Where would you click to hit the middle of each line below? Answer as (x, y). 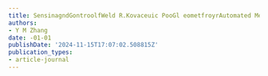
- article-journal (39, 60)
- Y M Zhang (28, 30)
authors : (23, 23)
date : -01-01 (30, 38)
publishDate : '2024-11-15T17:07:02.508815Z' (83, 45)
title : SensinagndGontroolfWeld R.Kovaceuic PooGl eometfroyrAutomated (130, 15)
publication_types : (41, 52)
